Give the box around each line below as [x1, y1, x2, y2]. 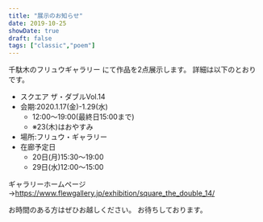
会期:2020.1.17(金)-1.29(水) [19, 102, 108, 112]
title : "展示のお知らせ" [8, 11, 83, 20]
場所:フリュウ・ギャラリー [19, 132, 107, 142]
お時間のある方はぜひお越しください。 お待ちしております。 [8, 205, 207, 215]
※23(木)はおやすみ [31, 122, 94, 132]
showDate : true [8, 27, 60, 35]
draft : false [8, 34, 52, 43]
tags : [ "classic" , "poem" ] [8, 42, 95, 50]
